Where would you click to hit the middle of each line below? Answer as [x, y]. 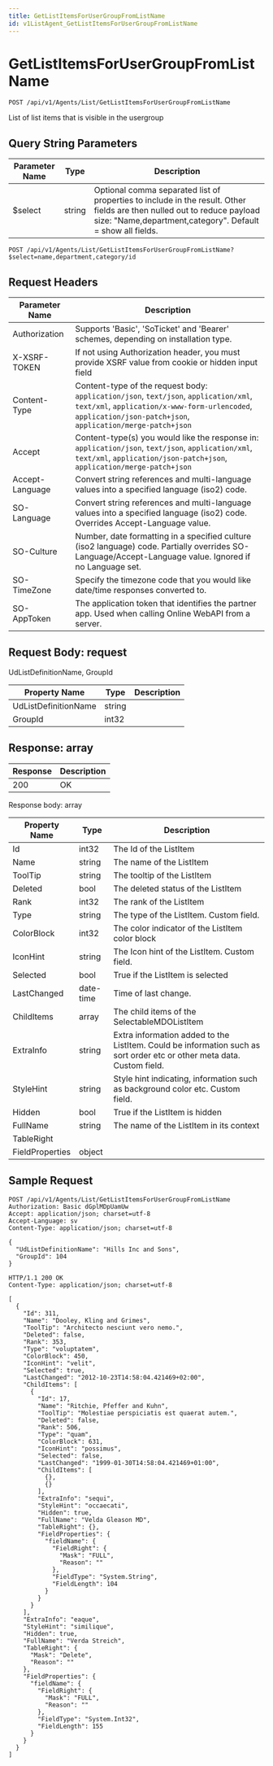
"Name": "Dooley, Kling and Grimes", [87, 1320]
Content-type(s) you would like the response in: [167, 438]
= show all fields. [126, 231]
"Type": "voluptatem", [61, 1349]
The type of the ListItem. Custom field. [186, 914]
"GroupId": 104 [41, 1256]
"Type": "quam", [65, 1434]
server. [89, 624]
